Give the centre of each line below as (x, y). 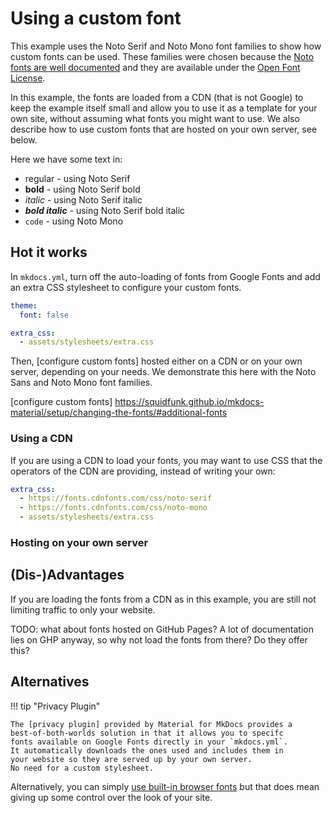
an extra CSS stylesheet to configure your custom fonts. (126, 287)
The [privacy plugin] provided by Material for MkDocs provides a (151, 724)
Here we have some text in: (66, 159)
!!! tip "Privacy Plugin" (55, 706)
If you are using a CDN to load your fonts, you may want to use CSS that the (166, 460)
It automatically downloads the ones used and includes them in (147, 750)
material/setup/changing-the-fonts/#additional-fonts (119, 413)
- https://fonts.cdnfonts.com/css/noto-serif (116, 498)
